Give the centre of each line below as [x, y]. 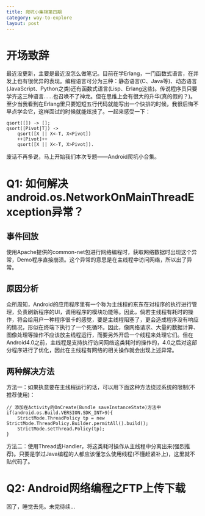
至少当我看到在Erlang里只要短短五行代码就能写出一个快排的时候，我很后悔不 [103, 104]
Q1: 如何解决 [37, 184]
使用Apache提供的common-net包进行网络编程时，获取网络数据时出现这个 [99, 252]
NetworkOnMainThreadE [130, 197]
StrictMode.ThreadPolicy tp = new [61, 418]
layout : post [23, 23]
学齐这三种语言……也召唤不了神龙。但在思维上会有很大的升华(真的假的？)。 [101, 96]
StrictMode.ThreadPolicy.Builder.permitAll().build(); [77, 423]
